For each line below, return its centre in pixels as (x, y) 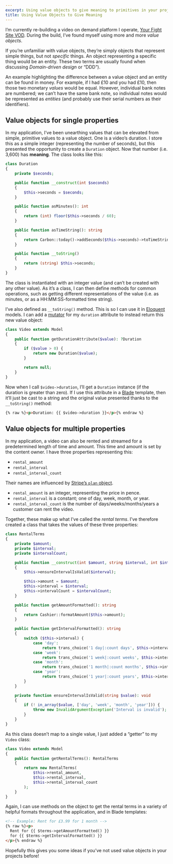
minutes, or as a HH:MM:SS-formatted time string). (59, 299)
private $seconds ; (34, 174)
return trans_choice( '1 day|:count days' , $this (95, 648)
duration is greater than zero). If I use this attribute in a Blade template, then (86, 392)
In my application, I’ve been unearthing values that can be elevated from (82, 133)
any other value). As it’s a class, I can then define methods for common (81, 288)
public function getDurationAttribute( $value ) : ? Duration (78, 339)
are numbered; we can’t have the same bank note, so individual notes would (86, 93)
